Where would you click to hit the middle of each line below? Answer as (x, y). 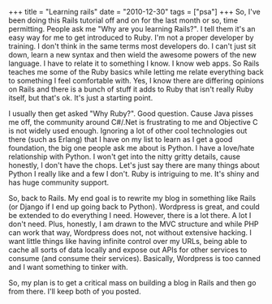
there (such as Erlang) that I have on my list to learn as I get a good (121, 139)
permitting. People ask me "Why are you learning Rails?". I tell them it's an (132, 29)
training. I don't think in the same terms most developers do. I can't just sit (132, 46)
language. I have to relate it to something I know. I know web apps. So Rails (134, 63)
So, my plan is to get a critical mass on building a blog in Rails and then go (132, 283)
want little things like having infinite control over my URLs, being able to (128, 241)
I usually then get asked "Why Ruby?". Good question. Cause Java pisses (131, 113)
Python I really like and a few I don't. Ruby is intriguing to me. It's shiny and (134, 174)
